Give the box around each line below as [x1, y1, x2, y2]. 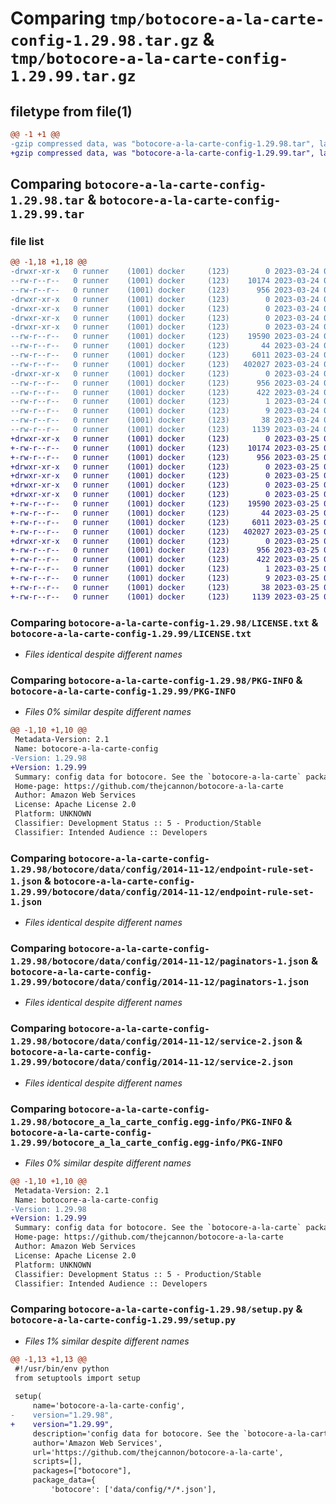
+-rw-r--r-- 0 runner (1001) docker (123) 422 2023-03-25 [10, 555, 320, 565]
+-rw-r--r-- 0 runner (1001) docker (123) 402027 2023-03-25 [10, 527, 320, 537]
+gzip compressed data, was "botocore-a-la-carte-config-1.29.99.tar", [10, 148, 315, 158]
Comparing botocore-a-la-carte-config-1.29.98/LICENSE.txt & [10, 615, 319, 629]
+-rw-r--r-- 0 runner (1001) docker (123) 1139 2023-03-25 [10, 592, 320, 602]
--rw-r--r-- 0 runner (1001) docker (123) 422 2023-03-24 [10, 387, 320, 397]
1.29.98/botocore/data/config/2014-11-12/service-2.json [10, 1036, 294, 1047]
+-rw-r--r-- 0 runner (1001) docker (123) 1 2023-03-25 [10, 564, 320, 574]
